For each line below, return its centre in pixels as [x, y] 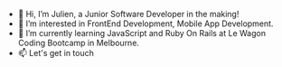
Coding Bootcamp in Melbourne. [79, 43]
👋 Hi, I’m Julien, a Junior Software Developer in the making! [128, 14]
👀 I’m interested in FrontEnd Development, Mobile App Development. [146, 24]
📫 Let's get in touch [56, 53]
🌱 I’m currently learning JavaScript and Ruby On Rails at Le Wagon [142, 33]
